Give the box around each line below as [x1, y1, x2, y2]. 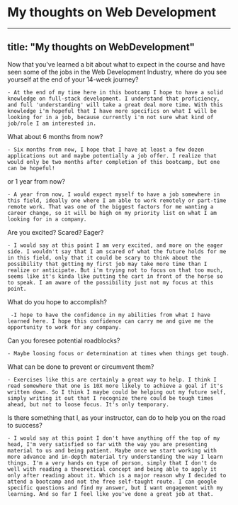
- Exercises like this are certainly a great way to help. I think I [7, 376, 217, 383]
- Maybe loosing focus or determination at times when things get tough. [7, 350, 230, 357]
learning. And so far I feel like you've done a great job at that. [7, 490, 214, 497]
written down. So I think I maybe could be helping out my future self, [7, 388, 227, 396]
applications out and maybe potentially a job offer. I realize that [7, 152, 217, 160]
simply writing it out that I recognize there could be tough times [7, 394, 214, 401]
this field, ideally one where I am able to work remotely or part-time [7, 196, 227, 204]
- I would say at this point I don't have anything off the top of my [7, 434, 220, 442]
